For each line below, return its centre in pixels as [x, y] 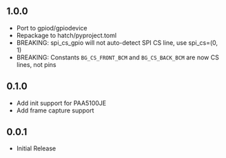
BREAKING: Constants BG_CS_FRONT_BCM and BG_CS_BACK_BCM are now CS [118, 57]
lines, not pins [36, 64]
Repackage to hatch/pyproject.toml [66, 35]
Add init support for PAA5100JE [61, 103]
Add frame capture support [55, 110]
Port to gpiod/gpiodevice [52, 28]
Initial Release [36, 148]
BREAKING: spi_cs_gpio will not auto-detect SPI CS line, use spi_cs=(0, [117, 42]
